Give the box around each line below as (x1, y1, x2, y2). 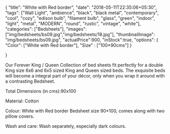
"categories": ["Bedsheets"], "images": (5, 26, 87, 32)
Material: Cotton (5, 98, 39, 104)
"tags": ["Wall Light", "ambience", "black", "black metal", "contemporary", (5, 10, 159, 16)
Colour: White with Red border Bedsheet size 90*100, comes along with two (5, 108, 165, 114)
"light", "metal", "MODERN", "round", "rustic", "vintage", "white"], (5, 20, 141, 26)
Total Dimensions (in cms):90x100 (5, 88, 77, 94)
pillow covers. (5, 113, 35, 119)
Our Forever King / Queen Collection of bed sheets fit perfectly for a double (5, 62, 163, 68)
